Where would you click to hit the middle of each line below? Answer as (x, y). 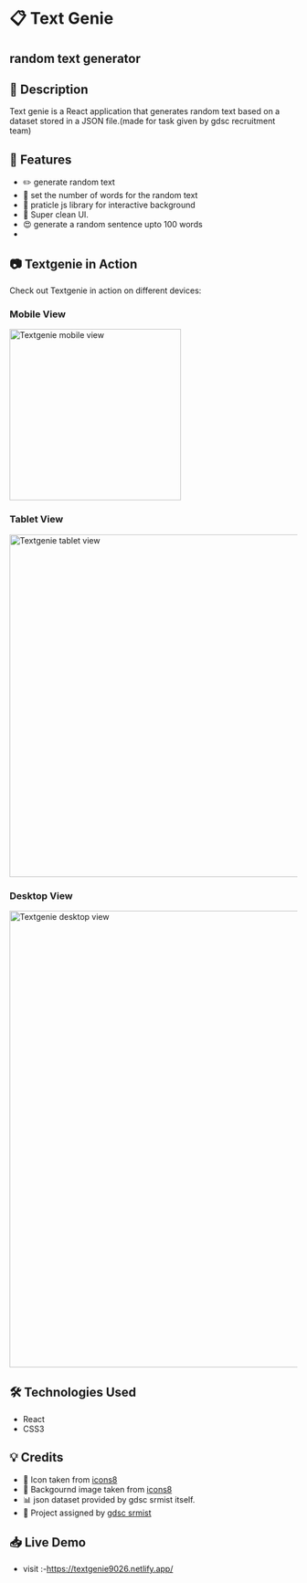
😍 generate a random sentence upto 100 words (112, 225)
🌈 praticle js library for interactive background (109, 205)
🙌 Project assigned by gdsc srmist (87, 1513)
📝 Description (49, 89)
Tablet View (37, 520)
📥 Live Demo (48, 1542)
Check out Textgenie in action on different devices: (106, 290)
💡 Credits (37, 1457)
